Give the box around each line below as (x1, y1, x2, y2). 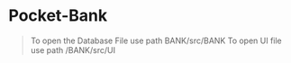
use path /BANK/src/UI (30, 44, 116, 55)
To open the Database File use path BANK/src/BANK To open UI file (30, 35, 283, 46)
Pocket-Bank (8, 5, 108, 26)
